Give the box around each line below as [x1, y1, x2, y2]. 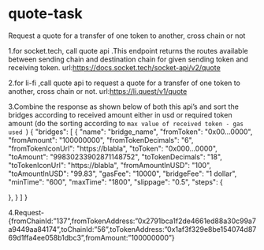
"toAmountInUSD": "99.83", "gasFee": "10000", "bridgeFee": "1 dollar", [8, 169, 237, 178]
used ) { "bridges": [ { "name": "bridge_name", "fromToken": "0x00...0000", [8, 127, 253, 136]
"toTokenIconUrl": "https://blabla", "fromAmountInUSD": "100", [8, 160, 211, 170]
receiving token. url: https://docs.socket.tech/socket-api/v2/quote [8, 62, 221, 72]
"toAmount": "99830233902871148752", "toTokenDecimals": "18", [8, 151, 223, 162]
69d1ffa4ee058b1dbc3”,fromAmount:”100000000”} [8, 233, 175, 242]
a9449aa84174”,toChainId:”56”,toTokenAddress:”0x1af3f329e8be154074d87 [8, 224, 257, 233]
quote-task [8, 5, 83, 23]
